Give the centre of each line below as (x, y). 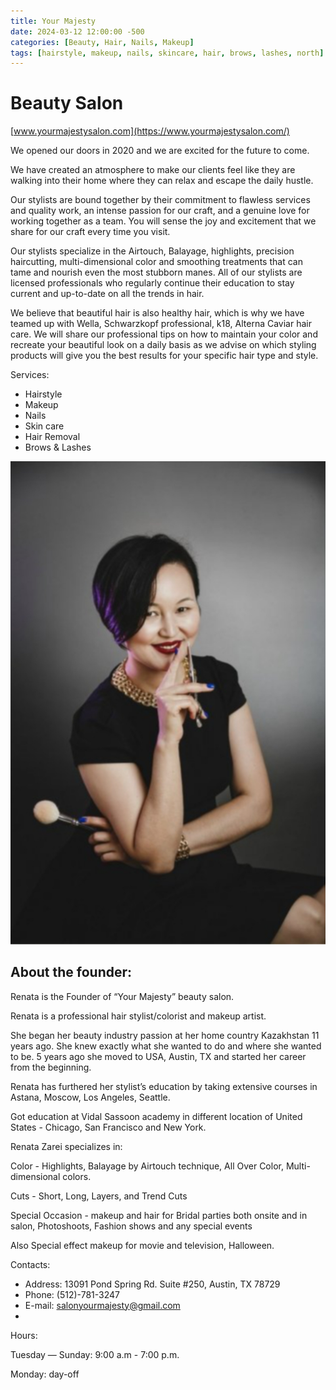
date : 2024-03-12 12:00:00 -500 (77, 31)
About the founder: (71, 972)
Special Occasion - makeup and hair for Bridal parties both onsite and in (159, 1215)
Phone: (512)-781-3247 (72, 1294)
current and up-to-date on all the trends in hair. (107, 294)
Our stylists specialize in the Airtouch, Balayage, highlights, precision (152, 251)
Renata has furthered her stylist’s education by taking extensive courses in (164, 1086)
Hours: (24, 1335)
